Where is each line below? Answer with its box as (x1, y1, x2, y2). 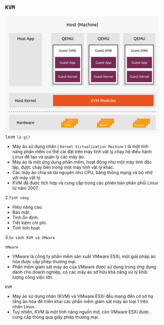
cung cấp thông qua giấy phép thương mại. (12, 314, 99, 320)
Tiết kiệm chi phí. (12, 220, 47, 225)
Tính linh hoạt (12, 225, 40, 231)
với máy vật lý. (12, 175, 42, 180)
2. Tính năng (5, 195, 29, 200)
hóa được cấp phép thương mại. (12, 259, 77, 264)
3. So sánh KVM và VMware (5, 234, 55, 240)
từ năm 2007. (12, 185, 39, 191)
